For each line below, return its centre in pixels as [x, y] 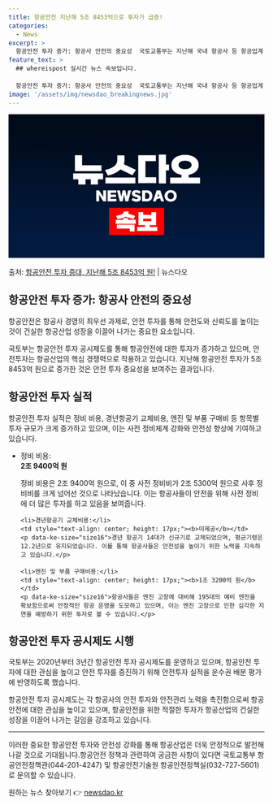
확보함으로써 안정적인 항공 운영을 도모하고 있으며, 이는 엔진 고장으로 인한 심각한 [138, 605]
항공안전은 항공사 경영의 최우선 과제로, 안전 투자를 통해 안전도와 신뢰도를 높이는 [134, 321]
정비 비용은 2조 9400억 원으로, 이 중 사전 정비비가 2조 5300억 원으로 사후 [137, 483]
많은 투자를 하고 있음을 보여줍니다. [92, 503]
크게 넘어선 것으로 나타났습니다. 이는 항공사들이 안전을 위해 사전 [143, 493]
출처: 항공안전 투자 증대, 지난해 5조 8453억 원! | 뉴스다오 [98, 272]
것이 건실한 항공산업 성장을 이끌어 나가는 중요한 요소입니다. [102, 331]
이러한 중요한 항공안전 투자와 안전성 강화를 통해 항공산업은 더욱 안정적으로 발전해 [136, 745]
